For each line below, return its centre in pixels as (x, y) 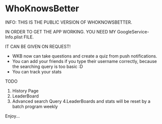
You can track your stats (37, 71)
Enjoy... (13, 116)
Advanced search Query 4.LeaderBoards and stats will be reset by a (81, 101)
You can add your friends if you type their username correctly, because (84, 61)
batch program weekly (35, 106)
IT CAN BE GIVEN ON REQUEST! (38, 46)
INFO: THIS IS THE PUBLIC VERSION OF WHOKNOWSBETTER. (69, 22)
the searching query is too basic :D (48, 66)
